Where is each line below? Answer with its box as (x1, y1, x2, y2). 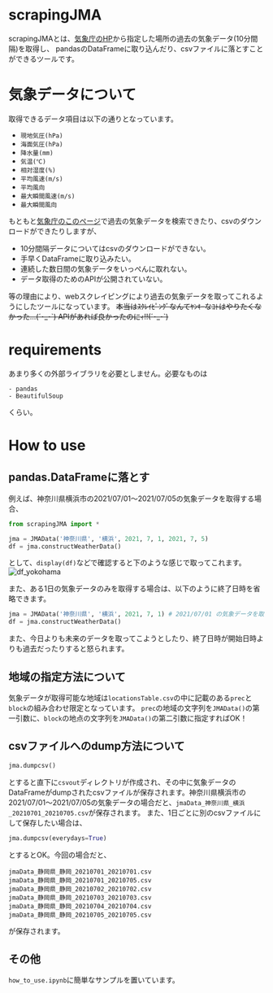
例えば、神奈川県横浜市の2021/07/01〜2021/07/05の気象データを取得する (8, 494, 255, 503)
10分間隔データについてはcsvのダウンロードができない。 (19, 243, 210, 253)
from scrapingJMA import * (8, 520, 100, 528)
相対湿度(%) (19, 166, 56, 174)
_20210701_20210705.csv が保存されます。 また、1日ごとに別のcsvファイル (8, 808, 254, 817)
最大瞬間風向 (19, 201, 58, 209)
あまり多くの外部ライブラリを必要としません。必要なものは (8, 368, 208, 378)
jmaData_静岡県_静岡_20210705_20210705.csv (8, 911, 152, 919)
